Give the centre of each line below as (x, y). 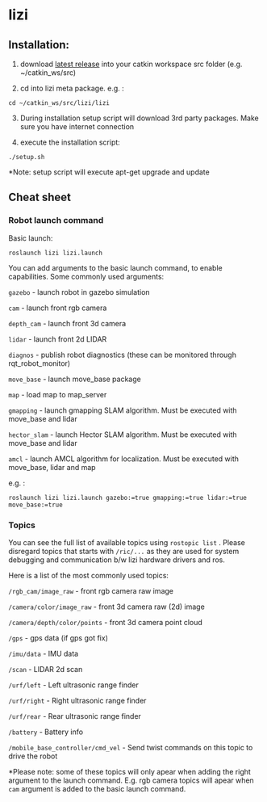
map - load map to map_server (58, 394)
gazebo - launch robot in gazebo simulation (79, 292)
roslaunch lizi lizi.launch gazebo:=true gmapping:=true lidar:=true (128, 498)
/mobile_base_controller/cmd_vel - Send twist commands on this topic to (131, 747)
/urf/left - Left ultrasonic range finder (73, 685)
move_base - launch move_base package (75, 379)
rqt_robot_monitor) (40, 363)
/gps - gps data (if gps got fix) (58, 638)
